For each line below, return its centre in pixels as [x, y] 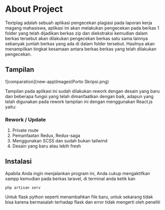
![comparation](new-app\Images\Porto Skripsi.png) [57, 81]
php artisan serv [23, 188]
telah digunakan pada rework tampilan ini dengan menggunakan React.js [79, 102]
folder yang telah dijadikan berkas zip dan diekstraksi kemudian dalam [76, 33]
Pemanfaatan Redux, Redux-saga [46, 136]
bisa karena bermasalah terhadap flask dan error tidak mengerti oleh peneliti [83, 202]
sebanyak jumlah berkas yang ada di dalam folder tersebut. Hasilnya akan [80, 43]
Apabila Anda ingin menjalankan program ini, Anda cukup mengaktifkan [78, 173]
